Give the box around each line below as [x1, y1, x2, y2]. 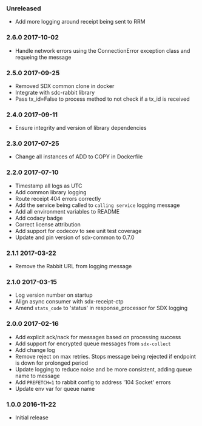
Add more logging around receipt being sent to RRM [15, 18, 146, 25]
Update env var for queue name [15, 385, 95, 392]
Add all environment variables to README [15, 208, 120, 215]
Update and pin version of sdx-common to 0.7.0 [15, 234, 135, 241]
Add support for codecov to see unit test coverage [15, 227, 142, 234]
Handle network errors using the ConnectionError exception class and [15, 47, 190, 54]
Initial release [15, 414, 49, 421]
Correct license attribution [15, 220, 81, 228]
